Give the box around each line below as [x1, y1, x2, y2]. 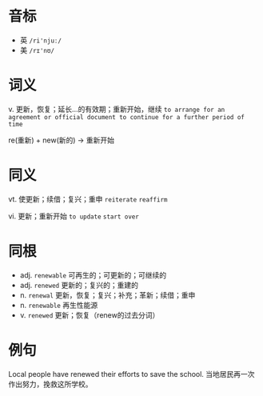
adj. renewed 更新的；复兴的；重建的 [19, 280, 138, 290]
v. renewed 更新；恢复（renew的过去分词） [19, 310, 160, 320]
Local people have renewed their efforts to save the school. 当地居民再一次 [8, 369, 255, 378]
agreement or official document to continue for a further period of [8, 113, 245, 121]
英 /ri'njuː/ [19, 35, 62, 45]
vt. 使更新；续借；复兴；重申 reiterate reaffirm [8, 194, 168, 204]
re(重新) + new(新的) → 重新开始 [8, 135, 114, 145]
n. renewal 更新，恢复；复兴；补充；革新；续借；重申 [19, 290, 196, 300]
